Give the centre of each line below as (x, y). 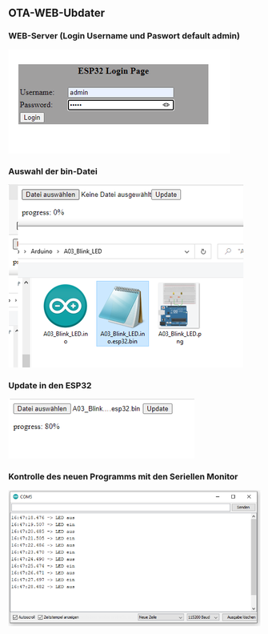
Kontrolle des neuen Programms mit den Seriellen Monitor (123, 477)
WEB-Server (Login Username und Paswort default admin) (124, 36)
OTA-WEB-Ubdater (57, 13)
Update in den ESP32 (50, 385)
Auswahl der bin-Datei (53, 171)
